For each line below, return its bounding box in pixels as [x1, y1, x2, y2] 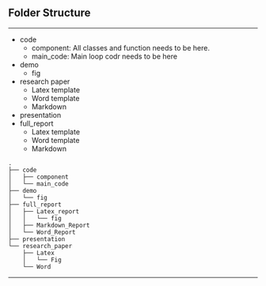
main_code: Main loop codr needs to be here [31, 51, 178, 61]
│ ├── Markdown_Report [8, 221, 90, 229]
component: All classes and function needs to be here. [31, 43, 210, 52]
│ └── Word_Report [8, 228, 77, 236]
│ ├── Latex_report [8, 207, 80, 216]
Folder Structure [8, 6, 91, 20]
